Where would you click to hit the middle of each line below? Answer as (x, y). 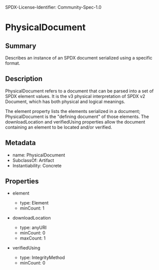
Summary (21, 46)
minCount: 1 (32, 208)
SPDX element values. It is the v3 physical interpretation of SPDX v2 (75, 96)
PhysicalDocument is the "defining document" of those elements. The (77, 116)
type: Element (34, 203)
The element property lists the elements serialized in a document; (73, 111)
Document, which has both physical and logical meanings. (65, 101)
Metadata (20, 143)
